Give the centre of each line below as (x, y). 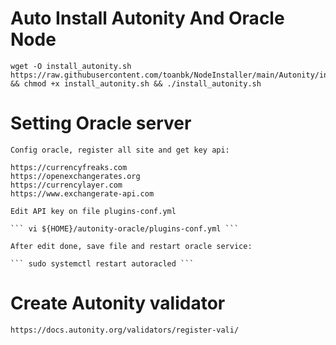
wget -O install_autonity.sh (71, 66)
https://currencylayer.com (66, 185)
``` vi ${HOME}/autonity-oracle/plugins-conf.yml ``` (125, 228)
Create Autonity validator (118, 303)
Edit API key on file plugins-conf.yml (93, 211)
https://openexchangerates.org (75, 176)
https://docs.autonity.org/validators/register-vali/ (125, 330)
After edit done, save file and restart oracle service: (131, 246)
